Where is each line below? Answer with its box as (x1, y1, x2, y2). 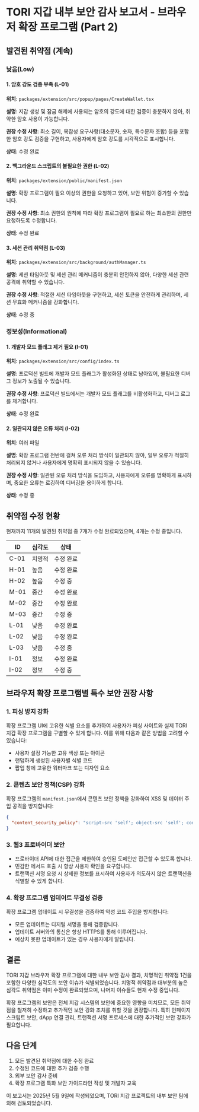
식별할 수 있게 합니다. (14, 878, 64, 885)
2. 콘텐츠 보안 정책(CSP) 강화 (6, 780, 85, 789)
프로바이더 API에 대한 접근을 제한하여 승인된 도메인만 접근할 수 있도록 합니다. (14, 855, 192, 862)
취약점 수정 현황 (6, 511, 60, 521)
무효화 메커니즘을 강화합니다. (12, 298, 79, 306)
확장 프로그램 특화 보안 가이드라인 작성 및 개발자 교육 (14, 1079, 137, 1086)
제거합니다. (12, 398, 38, 405)
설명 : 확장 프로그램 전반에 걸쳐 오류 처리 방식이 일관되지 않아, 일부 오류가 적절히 (6, 452, 190, 459)
